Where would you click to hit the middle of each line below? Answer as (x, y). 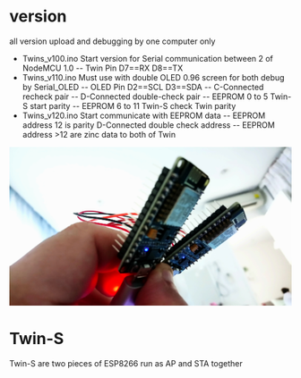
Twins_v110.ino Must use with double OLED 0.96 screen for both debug (153, 77)
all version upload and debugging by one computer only (112, 41)
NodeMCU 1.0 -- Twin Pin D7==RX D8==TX (103, 68)
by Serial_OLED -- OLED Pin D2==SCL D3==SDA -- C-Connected (143, 87)
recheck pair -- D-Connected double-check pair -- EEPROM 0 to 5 (145, 97)
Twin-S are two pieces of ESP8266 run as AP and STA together (126, 364)
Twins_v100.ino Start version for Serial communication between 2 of (147, 58)
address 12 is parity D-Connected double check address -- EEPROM (148, 125)
